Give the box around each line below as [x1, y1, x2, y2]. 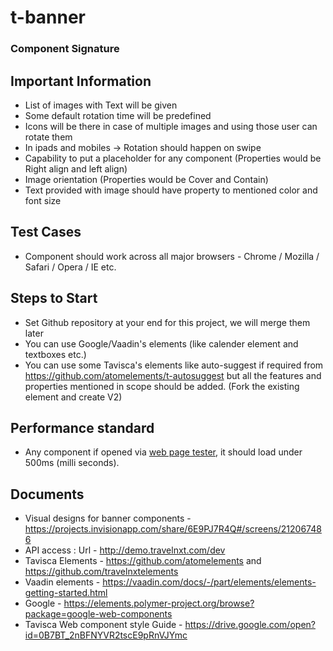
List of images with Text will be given [24, 99, 178, 111]
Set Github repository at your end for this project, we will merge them [24, 316, 311, 328]
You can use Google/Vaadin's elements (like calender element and [24, 337, 299, 350]
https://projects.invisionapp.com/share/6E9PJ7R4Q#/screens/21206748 [24, 523, 322, 535]
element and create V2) [24, 391, 123, 403]
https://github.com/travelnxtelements [24, 566, 179, 578]
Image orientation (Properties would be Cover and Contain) [24, 173, 269, 185]
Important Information [10, 72, 152, 90]
